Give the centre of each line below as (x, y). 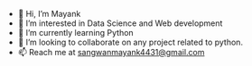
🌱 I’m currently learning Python (75, 33)
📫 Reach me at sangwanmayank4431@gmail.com (111, 52)
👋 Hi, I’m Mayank (49, 14)
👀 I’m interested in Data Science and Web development (120, 23)
